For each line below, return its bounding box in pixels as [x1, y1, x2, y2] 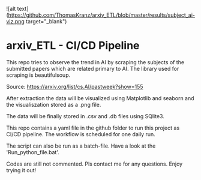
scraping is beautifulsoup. [6, 71, 71, 79]
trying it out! [6, 166, 37, 173]
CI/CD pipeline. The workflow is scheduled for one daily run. [6, 130, 156, 137]
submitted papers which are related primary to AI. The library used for [6, 65, 179, 72]
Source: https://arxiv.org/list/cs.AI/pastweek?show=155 [6, 83, 143, 90]
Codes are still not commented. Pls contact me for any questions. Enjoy [6, 160, 183, 167]
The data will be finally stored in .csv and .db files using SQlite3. [6, 112, 165, 119]
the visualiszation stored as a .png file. [6, 101, 101, 108]
